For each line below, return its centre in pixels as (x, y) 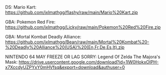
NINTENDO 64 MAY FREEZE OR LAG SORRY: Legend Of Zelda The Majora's (83, 57)
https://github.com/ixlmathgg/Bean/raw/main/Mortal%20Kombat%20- (77, 42)
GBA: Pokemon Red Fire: (30, 22)
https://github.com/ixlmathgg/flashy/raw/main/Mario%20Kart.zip (72, 12)
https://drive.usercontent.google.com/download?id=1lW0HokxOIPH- (89, 62)
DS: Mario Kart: (21, 7)
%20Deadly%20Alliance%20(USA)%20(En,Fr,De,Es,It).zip (65, 47)
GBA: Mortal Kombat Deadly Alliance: (43, 37)
